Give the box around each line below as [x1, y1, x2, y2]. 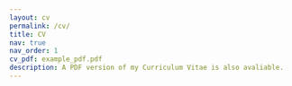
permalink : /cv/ [9, 21, 70, 30]
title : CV [9, 30, 47, 39]
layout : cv [9, 13, 50, 22]
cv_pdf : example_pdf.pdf [9, 55, 103, 64]
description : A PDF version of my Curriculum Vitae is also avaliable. [9, 64, 284, 73]
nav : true [9, 38, 47, 47]
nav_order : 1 [9, 47, 59, 56]
